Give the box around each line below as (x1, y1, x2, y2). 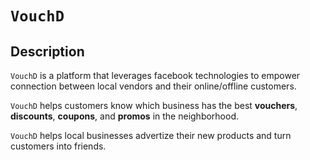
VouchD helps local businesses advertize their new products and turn (10, 130, 292, 141)
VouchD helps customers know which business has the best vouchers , (10, 100, 298, 111)
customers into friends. (10, 140, 107, 152)
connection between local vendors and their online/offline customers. (10, 80, 297, 92)
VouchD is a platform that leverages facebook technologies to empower (10, 70, 301, 81)
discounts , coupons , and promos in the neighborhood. (10, 110, 240, 122)
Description (10, 43, 85, 60)
